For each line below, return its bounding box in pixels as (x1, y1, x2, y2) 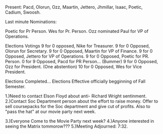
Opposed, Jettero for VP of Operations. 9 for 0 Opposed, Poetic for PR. (5, 53, 149, 59)
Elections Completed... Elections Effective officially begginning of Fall (5, 78, 146, 84)
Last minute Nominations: (5, 19, 57, 24)
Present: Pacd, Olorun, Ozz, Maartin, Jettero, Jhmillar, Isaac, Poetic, (5, 4, 143, 10)
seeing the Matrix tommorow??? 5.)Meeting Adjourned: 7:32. (5, 123, 128, 129)
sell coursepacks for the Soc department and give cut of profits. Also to (5, 104, 151, 109)
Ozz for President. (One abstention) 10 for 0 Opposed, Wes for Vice (5, 64, 142, 69)
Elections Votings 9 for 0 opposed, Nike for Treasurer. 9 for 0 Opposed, (5, 43, 150, 48)
